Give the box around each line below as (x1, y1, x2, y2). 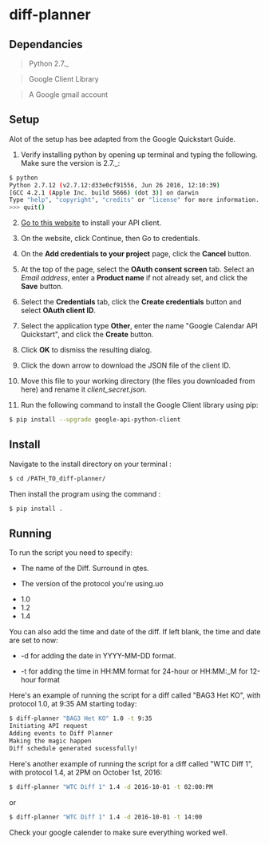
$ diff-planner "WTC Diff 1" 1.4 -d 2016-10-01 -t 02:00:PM (9, 783, 214, 791)
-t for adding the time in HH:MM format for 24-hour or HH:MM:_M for (20, 666, 248, 676)
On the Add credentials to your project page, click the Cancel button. (20, 249, 251, 259)
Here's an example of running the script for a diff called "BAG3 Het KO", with (9, 690, 261, 700)
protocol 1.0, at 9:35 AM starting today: (9, 699, 137, 709)
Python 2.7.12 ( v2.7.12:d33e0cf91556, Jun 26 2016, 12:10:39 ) (9, 181, 220, 189)
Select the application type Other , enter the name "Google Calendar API (20, 321, 258, 331)
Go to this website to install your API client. (20, 218, 162, 227)
